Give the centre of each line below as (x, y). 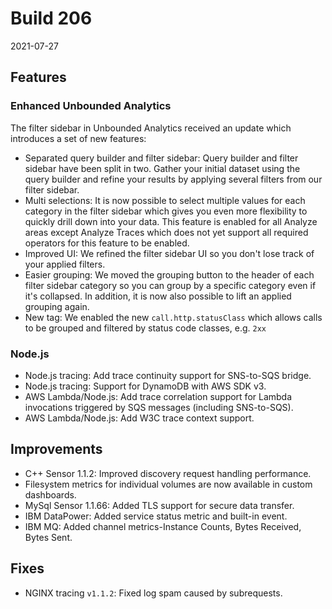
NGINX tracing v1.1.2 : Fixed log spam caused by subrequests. (153, 593)
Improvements (56, 449)
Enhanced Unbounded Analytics (91, 106)
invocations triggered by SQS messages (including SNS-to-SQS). (159, 407)
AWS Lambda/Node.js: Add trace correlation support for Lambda (158, 396)
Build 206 (51, 18)
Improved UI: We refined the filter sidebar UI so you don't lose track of (169, 253)
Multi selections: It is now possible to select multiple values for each (165, 200)
